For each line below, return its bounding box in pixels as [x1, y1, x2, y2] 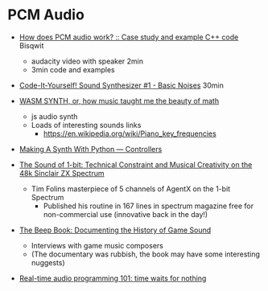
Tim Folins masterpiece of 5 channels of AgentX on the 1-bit [31, 183, 231, 194]
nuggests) [31, 257, 65, 267]
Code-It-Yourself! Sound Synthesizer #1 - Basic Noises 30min [19, 80, 225, 90]
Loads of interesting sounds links [31, 120, 142, 129]
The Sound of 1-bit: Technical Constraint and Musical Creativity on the [19, 159, 253, 170]
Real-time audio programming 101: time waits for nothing [19, 273, 207, 283]
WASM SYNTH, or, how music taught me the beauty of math [19, 96, 219, 105]
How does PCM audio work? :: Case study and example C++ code [19, 32, 239, 42]
